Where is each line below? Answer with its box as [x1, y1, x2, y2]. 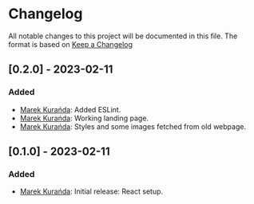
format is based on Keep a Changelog [8, 39, 133, 49]
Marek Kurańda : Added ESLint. [19, 104, 121, 114]
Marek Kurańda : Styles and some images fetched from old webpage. [19, 121, 246, 131]
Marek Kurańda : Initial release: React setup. [19, 186, 164, 196]
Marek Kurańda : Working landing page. [19, 113, 149, 123]
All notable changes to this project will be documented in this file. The [8, 31, 238, 41]
